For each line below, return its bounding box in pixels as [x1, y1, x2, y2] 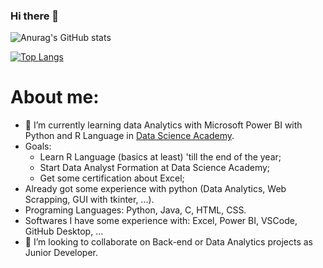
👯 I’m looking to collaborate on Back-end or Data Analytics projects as [24, 236, 314, 248]
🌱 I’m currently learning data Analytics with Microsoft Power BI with [24, 119, 303, 131]
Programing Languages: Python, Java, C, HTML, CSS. [24, 204, 247, 216]
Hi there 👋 [10, 9, 60, 23]
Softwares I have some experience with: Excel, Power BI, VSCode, [24, 215, 298, 227]
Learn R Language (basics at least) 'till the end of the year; [39, 151, 282, 163]
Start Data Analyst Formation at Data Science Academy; [39, 162, 271, 174]
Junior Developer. [24, 247, 99, 259]
